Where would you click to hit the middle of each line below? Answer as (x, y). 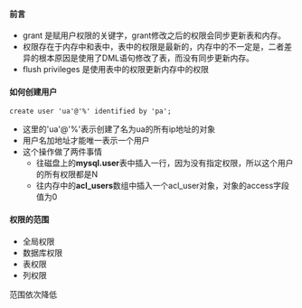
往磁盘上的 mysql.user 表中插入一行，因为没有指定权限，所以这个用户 (165, 163)
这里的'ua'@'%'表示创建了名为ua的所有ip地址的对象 (119, 129)
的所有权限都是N (67, 174)
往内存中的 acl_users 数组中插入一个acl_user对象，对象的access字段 (162, 186)
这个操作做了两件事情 (62, 152)
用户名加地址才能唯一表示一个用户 (86, 141)
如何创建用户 (33, 91)
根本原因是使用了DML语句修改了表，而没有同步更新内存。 (146, 58)
